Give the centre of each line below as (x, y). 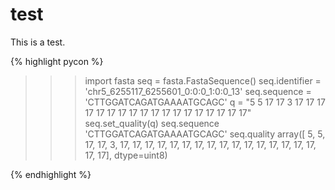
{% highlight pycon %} (57, 61)
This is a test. (38, 42)
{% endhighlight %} (51, 174)
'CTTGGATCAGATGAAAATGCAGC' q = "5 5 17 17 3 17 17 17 (205, 102)
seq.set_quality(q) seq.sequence (152, 123)
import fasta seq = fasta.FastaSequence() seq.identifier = (203, 80)
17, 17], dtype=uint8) (126, 155)
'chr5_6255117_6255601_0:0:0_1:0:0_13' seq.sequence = (198, 91)
